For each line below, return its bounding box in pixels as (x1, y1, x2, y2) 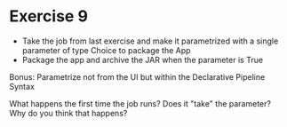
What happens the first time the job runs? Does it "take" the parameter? (9, 98, 271, 108)
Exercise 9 (9, 6, 89, 27)
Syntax (9, 81, 36, 91)
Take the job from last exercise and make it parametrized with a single (21, 36, 279, 46)
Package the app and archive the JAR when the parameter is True (21, 54, 264, 65)
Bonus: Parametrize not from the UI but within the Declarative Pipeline (9, 71, 266, 82)
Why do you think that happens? (9, 107, 128, 118)
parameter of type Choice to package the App (21, 44, 191, 55)
